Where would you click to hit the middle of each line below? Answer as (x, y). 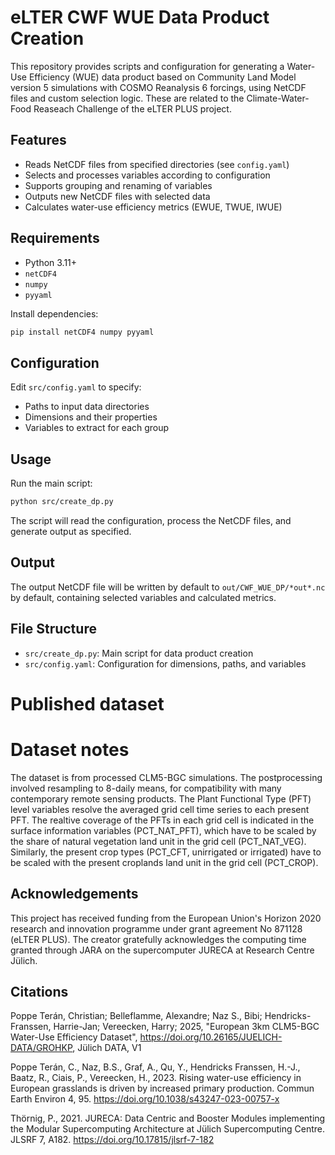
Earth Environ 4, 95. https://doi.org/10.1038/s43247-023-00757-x (145, 1099)
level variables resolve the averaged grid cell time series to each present (160, 809)
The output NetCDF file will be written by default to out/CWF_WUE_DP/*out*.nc (168, 587)
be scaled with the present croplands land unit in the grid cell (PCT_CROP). (164, 862)
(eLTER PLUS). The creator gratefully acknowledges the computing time (158, 939)
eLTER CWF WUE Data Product (140, 17)
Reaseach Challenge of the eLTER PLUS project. (132, 108)
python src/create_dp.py (62, 502)
